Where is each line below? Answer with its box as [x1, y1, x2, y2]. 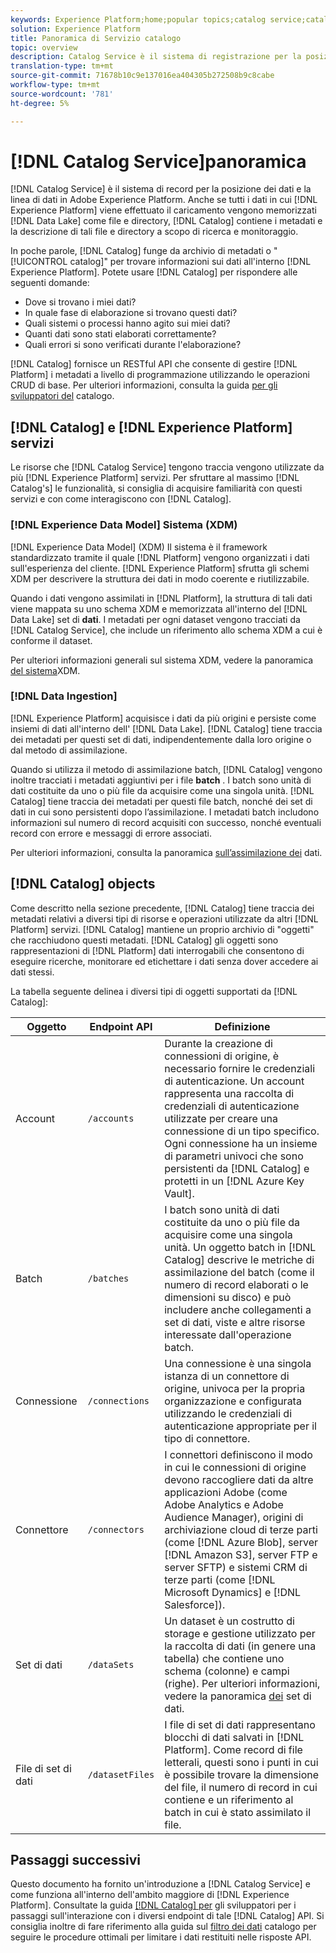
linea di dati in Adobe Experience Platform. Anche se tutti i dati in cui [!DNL [10, 194, 318, 206]
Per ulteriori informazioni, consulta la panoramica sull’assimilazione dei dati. [10, 846, 323, 858]
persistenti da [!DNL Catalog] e [164, 1161, 310, 1175]
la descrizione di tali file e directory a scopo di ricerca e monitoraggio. [10, 226, 299, 238]
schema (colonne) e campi [164, 1664, 290, 1678]
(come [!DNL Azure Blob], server [164, 1535, 318, 1549]
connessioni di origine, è [164, 1049, 280, 1063]
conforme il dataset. [10, 634, 93, 646]
